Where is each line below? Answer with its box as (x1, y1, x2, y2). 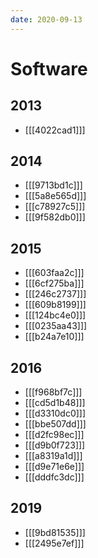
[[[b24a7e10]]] (24, 331, 85, 343)
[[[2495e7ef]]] (24, 537, 85, 549)
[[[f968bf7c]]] (24, 386, 83, 398)
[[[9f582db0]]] (24, 211, 86, 223)
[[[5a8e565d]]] (24, 190, 87, 202)
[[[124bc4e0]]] (24, 309, 87, 321)
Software (10, 57, 88, 80)
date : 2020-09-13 (10, 14, 83, 25)
